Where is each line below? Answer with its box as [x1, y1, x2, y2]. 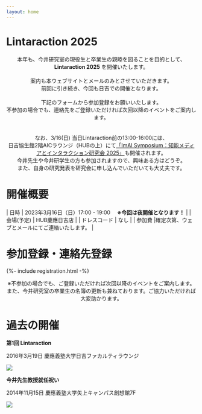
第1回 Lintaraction [6, 339, 52, 347]
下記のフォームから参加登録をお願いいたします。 [40, 98, 162, 106]
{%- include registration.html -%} [6, 267, 89, 275]
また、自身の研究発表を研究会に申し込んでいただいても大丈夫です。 [17, 164, 186, 171]
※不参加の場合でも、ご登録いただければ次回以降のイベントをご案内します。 [7, 280, 195, 287]
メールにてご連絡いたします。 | [16, 224, 94, 231]
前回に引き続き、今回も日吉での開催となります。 [41, 84, 162, 92]
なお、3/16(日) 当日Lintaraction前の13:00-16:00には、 [34, 134, 168, 141]
